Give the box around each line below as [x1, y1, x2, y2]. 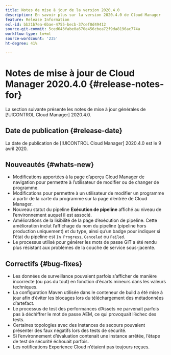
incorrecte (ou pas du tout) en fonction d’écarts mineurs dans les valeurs [12, 279, 166, 285]
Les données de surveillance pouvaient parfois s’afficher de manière [12, 273, 157, 279]
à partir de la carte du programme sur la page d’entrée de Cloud [12, 196, 148, 202]
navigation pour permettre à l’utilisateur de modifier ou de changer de [12, 179, 159, 185]
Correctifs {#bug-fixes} [5, 259, 83, 268]
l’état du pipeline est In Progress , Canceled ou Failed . [12, 234, 126, 240]
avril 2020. [5, 145, 28, 152]
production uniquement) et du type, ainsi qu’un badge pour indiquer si [12, 228, 161, 235]
